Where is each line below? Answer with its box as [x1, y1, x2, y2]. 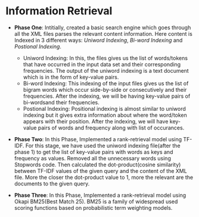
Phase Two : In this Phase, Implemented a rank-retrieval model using [14, 135, 182, 142]
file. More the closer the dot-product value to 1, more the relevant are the [14, 173, 194, 181]
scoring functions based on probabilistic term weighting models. [14, 204, 173, 211]
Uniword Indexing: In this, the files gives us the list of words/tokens [23, 54, 188, 61]
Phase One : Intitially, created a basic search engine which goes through [14, 24, 191, 31]
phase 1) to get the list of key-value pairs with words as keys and [14, 148, 173, 156]
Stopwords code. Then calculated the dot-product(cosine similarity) [14, 161, 181, 168]
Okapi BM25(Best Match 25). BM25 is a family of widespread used [14, 198, 178, 205]
